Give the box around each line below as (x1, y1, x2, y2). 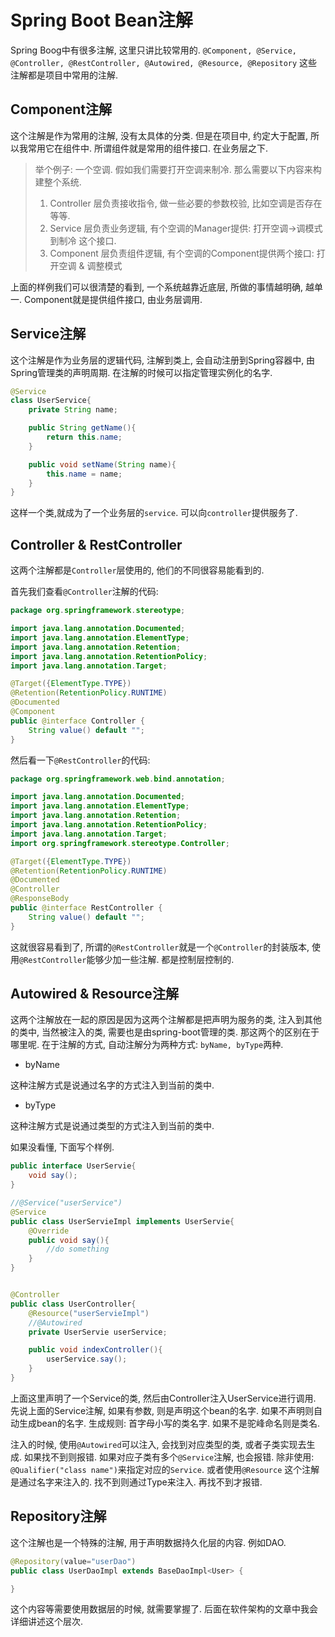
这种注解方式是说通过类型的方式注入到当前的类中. (10, 1120, 215, 1132)
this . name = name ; (46, 469, 123, 479)
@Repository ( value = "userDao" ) (10, 1556, 137, 1566)
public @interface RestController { (10, 903, 163, 913)
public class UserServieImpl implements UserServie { (10, 1216, 235, 1226)
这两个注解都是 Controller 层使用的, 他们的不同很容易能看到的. (10, 564, 265, 576)
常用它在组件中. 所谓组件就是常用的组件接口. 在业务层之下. (27, 142, 268, 154)
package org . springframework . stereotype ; (10, 606, 186, 616)
